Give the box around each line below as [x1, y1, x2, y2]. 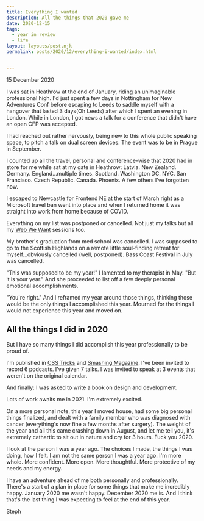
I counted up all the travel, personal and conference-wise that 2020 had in [6, 157, 193, 164]
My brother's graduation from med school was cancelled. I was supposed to [6, 237, 198, 245]
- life [12, 37, 29, 43]
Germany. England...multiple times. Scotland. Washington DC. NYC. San [6, 170, 187, 177]
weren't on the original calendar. [6, 372, 88, 379]
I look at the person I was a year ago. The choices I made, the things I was [6, 445, 193, 452]
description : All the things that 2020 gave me [6, 15, 130, 21]
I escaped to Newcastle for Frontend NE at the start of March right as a [6, 195, 185, 202]
